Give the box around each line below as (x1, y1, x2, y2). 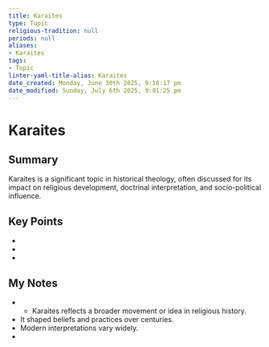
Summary (8, 153, 59, 166)
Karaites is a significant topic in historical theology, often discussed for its (8, 174, 252, 184)
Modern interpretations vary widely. (19, 323, 139, 333)
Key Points (8, 214, 63, 228)
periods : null (8, 34, 56, 43)
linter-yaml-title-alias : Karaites (8, 71, 128, 80)
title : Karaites (8, 11, 63, 20)
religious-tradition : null (8, 27, 99, 35)
